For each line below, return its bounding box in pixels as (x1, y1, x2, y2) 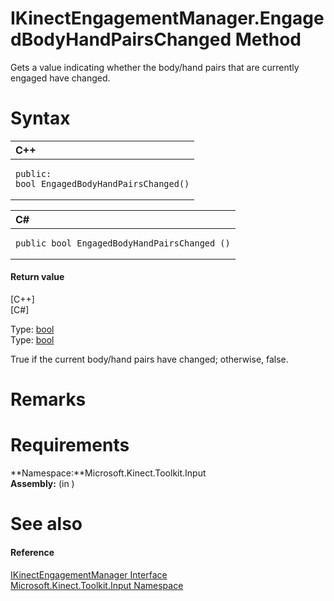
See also (10, 513, 83, 536)
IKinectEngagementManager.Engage (10, 7, 325, 30)
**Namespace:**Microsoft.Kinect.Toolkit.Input (10, 467, 207, 479)
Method (234, 28, 302, 51)
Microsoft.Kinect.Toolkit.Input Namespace (10, 579, 184, 591)
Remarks (10, 388, 87, 411)
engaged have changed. (10, 72, 111, 84)
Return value (10, 271, 65, 283)
